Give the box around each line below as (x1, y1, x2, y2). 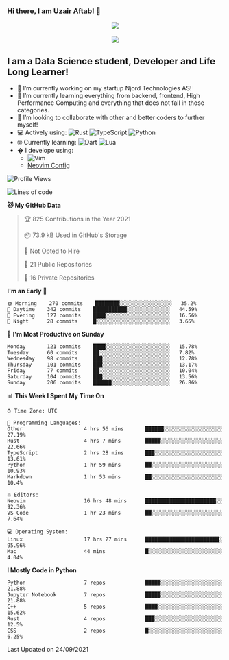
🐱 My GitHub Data (7, 201, 62, 210)
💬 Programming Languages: (7, 419, 81, 427)
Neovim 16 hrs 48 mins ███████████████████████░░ (7, 498, 223, 504)
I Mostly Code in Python (7, 566, 77, 574)
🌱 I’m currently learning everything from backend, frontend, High (16, 92, 200, 100)
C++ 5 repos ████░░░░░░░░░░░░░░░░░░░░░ (7, 603, 223, 611)
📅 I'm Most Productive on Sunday (7, 330, 104, 339)
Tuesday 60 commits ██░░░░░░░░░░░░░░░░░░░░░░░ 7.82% (7, 350, 195, 356)
